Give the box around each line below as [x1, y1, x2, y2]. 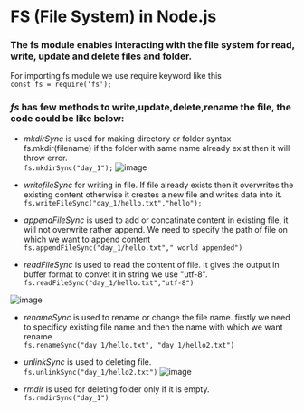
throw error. [23, 152, 68, 163]
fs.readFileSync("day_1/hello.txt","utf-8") [23, 278, 195, 287]
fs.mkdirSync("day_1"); [23, 163, 114, 173]
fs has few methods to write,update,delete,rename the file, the [10, 101, 292, 114]
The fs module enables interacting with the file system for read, [10, 39, 295, 52]
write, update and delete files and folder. [10, 50, 193, 62]
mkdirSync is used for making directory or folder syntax [23, 133, 232, 144]
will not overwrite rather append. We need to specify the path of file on [23, 224, 289, 234]
